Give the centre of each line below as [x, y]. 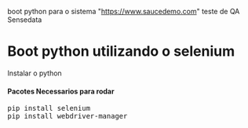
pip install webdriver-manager [67, 116]
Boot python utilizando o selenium [121, 51]
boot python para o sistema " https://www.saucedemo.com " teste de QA [124, 11]
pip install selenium [49, 108]
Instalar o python [35, 73]
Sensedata [25, 20]
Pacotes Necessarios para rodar [61, 91]
